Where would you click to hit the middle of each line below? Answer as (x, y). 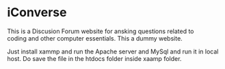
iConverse (37, 13)
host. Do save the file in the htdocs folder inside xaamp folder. (94, 58)
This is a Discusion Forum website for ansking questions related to (101, 31)
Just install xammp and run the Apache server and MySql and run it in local (113, 51)
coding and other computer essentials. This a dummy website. (95, 38)
